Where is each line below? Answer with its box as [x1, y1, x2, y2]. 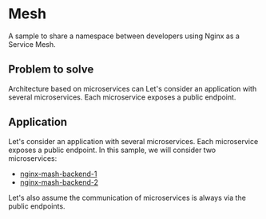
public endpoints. [8, 201, 66, 211]
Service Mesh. [8, 39, 56, 49]
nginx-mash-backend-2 [19, 177, 98, 187]
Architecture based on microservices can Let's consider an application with [8, 84, 257, 93]
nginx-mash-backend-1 [19, 169, 97, 178]
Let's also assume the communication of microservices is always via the [8, 193, 246, 202]
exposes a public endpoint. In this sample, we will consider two [8, 145, 216, 154]
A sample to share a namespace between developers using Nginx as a [8, 31, 240, 41]
